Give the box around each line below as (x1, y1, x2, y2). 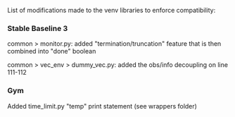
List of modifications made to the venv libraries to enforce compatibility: (7, 6, 216, 14)
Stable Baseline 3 (7, 23, 68, 33)
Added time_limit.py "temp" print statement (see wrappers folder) (7, 101, 197, 110)
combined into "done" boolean (7, 47, 96, 56)
